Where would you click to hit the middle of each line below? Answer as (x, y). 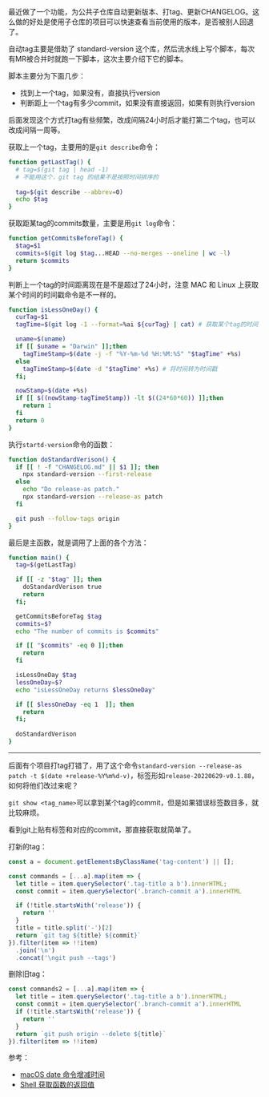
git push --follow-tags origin (68, 518)
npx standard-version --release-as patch (92, 497)
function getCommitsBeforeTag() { (66, 239)
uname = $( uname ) (41, 339)
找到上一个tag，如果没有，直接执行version (90, 93)
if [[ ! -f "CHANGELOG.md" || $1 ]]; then (87, 467)
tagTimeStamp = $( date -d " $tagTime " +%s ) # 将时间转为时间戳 (120, 369)
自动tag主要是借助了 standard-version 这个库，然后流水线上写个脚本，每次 (132, 49)
